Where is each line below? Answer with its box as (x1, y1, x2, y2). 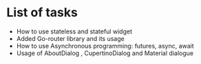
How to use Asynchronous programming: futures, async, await (16, 42, 194, 50)
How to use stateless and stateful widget (16, 27, 132, 35)
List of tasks (6, 5, 78, 20)
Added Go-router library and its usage (16, 34, 125, 42)
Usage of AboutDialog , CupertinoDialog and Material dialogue (16, 49, 194, 57)
